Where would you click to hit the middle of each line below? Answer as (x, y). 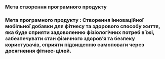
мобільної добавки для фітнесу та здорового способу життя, (83, 26)
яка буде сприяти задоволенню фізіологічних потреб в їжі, (80, 32)
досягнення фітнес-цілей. (38, 51)
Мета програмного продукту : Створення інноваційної (74, 20)
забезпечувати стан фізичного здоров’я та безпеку (70, 38)
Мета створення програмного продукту (56, 7)
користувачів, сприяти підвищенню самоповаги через (75, 44)
